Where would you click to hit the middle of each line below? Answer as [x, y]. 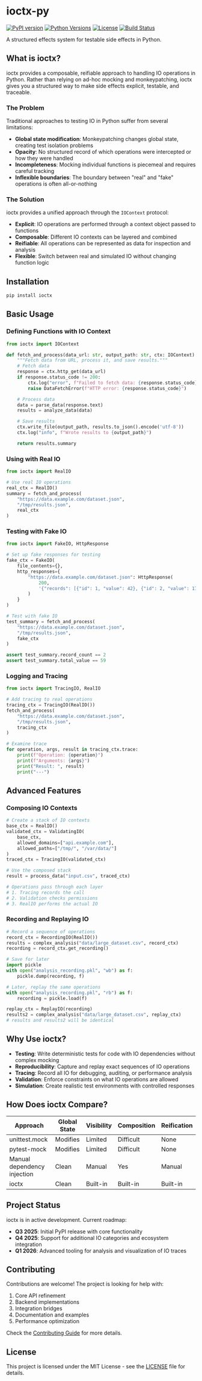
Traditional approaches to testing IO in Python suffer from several [87, 121]
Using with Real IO [33, 459]
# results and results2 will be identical [60, 1021]
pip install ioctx [29, 296]
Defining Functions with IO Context [59, 332]
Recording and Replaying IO [47, 919]
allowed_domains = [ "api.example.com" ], [66, 843]
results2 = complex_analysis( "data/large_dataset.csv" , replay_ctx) [94, 1015]
